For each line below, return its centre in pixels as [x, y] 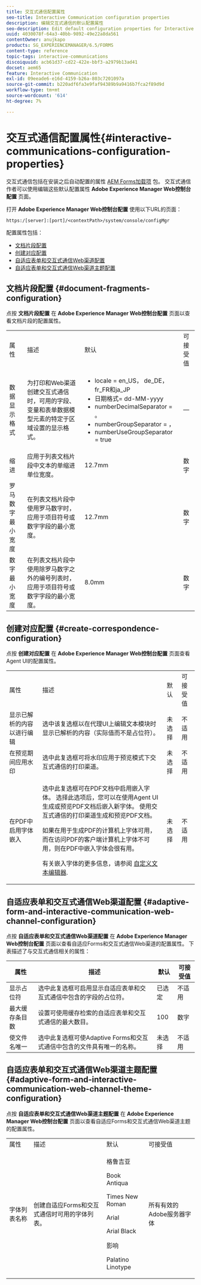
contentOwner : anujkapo [36, 40]
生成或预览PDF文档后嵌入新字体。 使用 [97, 807]
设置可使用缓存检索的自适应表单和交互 [92, 1013]
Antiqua [117, 1183]
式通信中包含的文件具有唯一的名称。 [89, 1047]
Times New [122, 1196]
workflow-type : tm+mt [33, 90]
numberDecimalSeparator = [134, 407]
